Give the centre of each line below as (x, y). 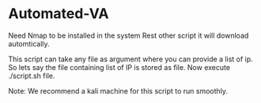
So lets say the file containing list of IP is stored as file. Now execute (119, 67)
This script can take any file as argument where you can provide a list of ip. (130, 59)
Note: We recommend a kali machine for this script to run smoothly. (118, 90)
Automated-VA (59, 14)
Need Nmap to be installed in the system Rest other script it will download (129, 35)
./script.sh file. (32, 75)
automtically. (29, 43)
